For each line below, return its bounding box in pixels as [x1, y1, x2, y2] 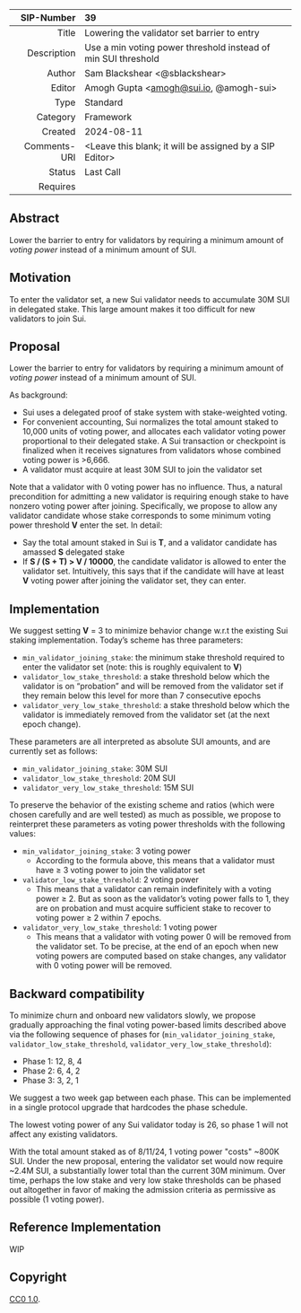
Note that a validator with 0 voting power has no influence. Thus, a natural [9, 482, 283, 493]
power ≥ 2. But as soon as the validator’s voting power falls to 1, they [35, 893, 289, 905]
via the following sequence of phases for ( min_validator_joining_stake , [9, 1029, 276, 1040]
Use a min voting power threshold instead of [84, 41, 271, 53]
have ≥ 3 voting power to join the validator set [35, 865, 206, 876]
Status [48, 166, 76, 178]
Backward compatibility [9, 986, 145, 1002]
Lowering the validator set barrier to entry [84, 27, 260, 39]
